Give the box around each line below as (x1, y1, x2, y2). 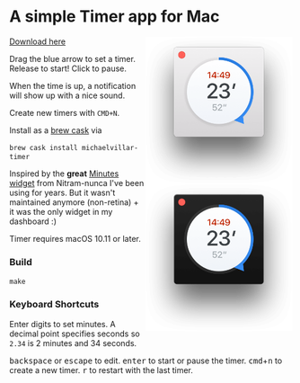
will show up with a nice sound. (9, 90, 126, 101)
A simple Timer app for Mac (9, 6, 220, 27)
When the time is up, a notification (9, 80, 137, 91)
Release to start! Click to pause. (9, 63, 128, 74)
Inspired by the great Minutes (9, 168, 119, 179)
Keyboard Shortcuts (9, 298, 100, 311)
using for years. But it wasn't (9, 187, 116, 198)
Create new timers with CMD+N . (9, 107, 120, 118)
